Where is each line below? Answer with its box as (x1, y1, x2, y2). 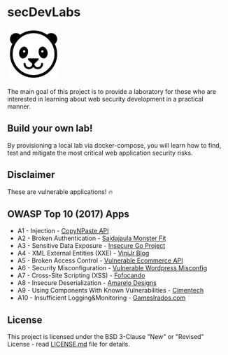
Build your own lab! (7, 123, 93, 134)
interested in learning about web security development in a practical (7, 95, 204, 103)
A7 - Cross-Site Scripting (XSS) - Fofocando (17, 271, 145, 280)
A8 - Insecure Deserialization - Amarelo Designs (17, 279, 157, 287)
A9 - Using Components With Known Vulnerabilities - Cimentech (17, 286, 204, 295)
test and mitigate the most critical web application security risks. (7, 148, 194, 157)
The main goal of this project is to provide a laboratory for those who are (7, 87, 217, 95)
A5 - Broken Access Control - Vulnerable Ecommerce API (17, 256, 183, 265)
